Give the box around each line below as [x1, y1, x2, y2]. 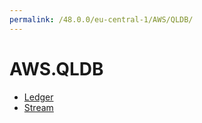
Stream [23, 101, 54, 113]
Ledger [23, 91, 54, 103]
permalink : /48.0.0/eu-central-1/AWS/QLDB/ [9, 14, 194, 25]
